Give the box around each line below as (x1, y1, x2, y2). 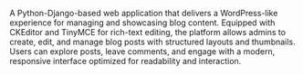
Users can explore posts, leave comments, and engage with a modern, (9, 46, 276, 57)
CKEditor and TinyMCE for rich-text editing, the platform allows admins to (9, 27, 286, 37)
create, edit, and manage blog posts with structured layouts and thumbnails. (9, 36, 296, 47)
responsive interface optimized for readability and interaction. (9, 56, 242, 66)
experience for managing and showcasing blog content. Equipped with (9, 17, 276, 28)
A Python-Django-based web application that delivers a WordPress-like (9, 8, 278, 18)
